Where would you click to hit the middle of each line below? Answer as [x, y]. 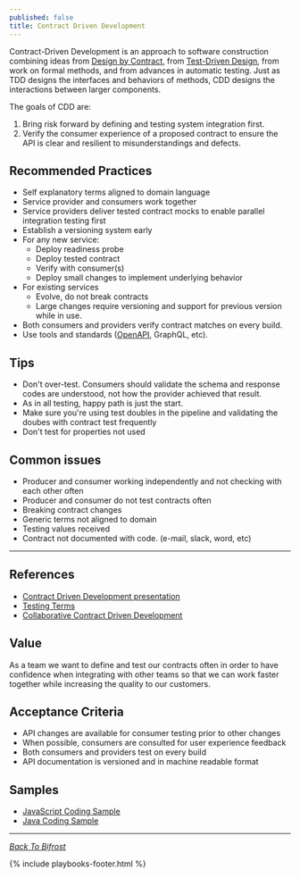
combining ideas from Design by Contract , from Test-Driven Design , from [144, 61]
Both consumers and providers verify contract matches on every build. [152, 325]
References [42, 575]
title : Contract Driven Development [77, 26]
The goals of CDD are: [50, 106]
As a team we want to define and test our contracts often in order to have [144, 665]
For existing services [60, 288]
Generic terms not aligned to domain [90, 519]
